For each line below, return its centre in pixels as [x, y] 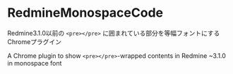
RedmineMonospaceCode [85, 13]
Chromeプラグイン [35, 42]
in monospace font [35, 63]
